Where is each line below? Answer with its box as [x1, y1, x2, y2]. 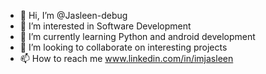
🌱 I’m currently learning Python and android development [19, 31, 256, 42]
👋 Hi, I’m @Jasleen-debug [19, 10, 128, 21]
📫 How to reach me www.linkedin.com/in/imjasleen [19, 53, 234, 64]
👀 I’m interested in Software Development [19, 20, 192, 32]
